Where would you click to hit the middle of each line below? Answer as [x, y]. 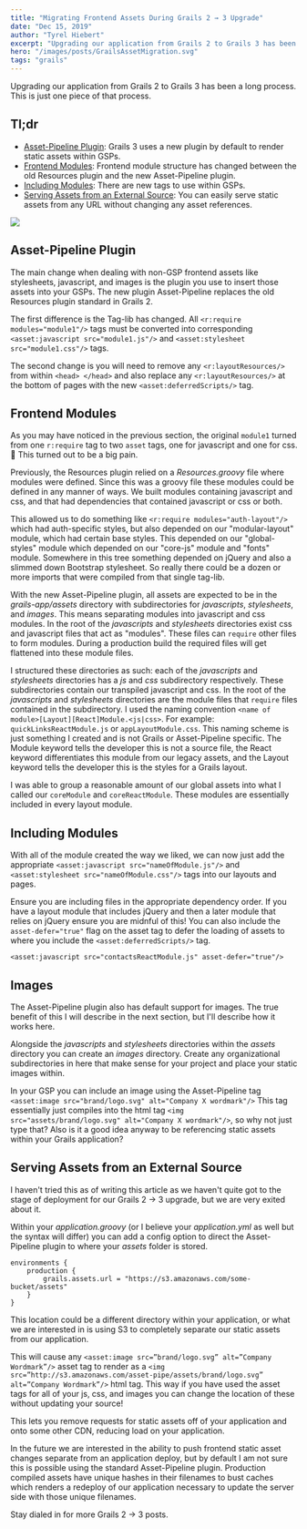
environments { [39, 1263]
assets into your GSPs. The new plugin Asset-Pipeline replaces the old [143, 292]
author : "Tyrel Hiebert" [57, 35]
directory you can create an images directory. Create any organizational [145, 1054]
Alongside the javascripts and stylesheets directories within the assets [143, 1044]
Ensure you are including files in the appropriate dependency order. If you [148, 902]
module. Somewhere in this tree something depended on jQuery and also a [151, 558]
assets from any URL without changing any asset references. [138, 204]
